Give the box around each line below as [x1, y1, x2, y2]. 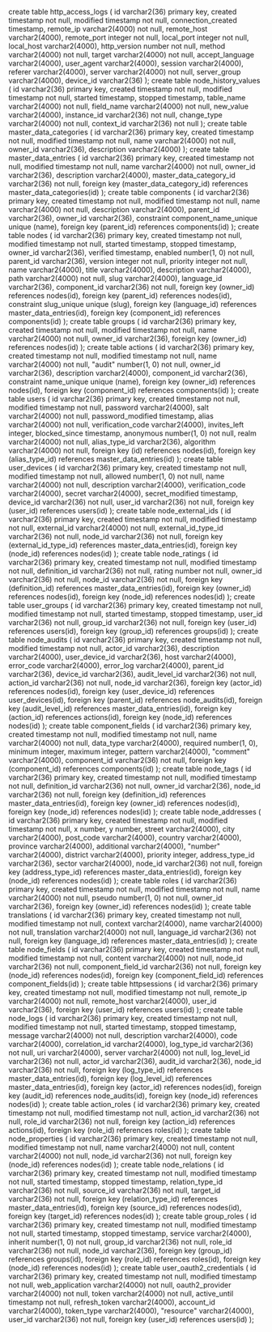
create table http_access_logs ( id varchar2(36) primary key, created [8, 7, 237, 16]
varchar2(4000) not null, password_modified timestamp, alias [8, 411, 215, 420]
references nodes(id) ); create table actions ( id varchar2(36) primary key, [8, 343, 255, 351]
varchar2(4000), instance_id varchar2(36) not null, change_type [8, 110, 223, 120]
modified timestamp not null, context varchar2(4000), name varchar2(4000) [8, 919, 263, 928]
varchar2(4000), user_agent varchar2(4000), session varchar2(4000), [8, 58, 244, 68]
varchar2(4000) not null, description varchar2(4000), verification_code [8, 480, 246, 489]
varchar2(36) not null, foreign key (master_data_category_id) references [8, 179, 249, 189]
